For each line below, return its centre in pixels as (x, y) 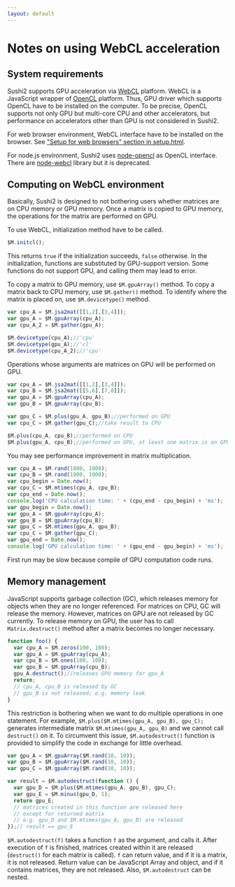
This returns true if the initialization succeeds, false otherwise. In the (107, 256)
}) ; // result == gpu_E (40, 827)
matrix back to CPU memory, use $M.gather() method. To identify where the (117, 292)
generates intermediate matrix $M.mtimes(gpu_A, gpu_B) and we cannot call (115, 728)
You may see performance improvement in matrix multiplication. (99, 455)
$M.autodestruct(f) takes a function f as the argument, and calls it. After (112, 840)
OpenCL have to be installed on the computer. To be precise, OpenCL (107, 106)
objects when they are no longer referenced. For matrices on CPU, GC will (114, 606)
